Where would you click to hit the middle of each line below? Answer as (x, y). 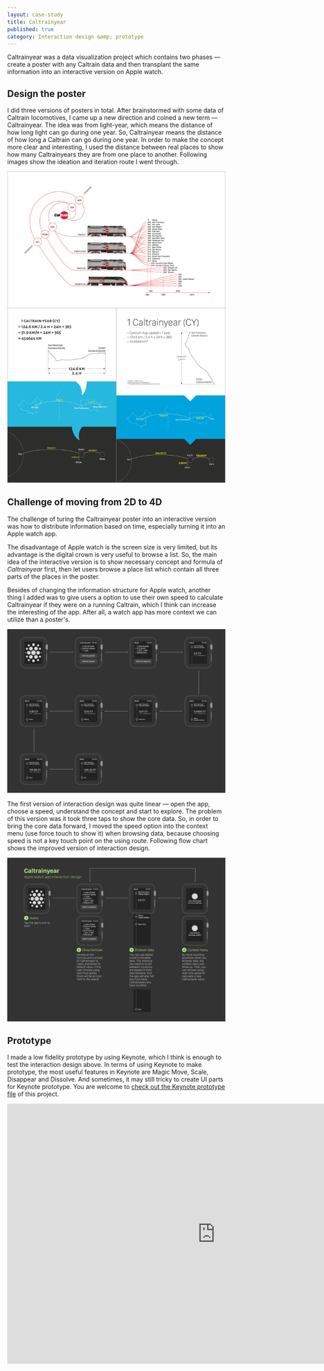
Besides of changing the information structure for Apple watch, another (109, 590)
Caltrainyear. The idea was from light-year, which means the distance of (110, 125)
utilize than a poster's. (39, 619)
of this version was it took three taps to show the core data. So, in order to (113, 818)
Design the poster (47, 94)
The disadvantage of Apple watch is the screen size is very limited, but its (112, 547)
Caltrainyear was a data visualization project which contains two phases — (114, 57)
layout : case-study (35, 15)
